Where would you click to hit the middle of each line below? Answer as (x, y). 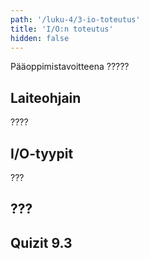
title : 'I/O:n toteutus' (62, 29)
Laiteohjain (46, 97)
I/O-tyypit (42, 153)
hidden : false (40, 38)
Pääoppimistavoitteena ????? (70, 67)
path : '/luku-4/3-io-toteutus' (75, 19)
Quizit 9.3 (41, 242)
